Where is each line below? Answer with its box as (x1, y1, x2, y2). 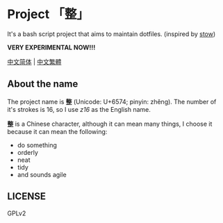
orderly (17, 148, 38, 156)
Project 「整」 (7, 6, 89, 22)
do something (17, 140, 58, 149)
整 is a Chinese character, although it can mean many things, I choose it (7, 119, 213, 128)
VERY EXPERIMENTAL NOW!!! (7, 43, 96, 51)
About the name (7, 78, 79, 90)
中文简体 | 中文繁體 (7, 57, 62, 66)
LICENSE (7, 190, 47, 202)
